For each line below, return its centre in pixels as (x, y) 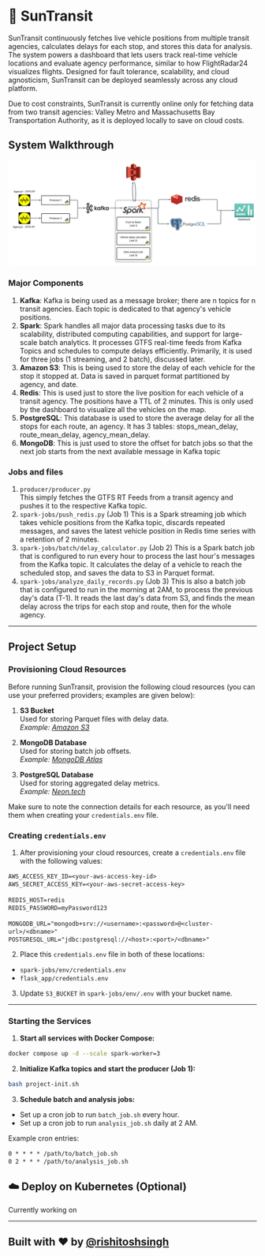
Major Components (46, 283)
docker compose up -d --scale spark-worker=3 (84, 1054)
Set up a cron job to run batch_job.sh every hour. (99, 1114)
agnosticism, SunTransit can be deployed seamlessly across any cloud (123, 80)
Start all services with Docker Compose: (87, 1038)
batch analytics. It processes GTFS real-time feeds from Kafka (140, 342)
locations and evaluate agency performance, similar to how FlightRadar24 (128, 63)
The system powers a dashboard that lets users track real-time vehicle (123, 54)
